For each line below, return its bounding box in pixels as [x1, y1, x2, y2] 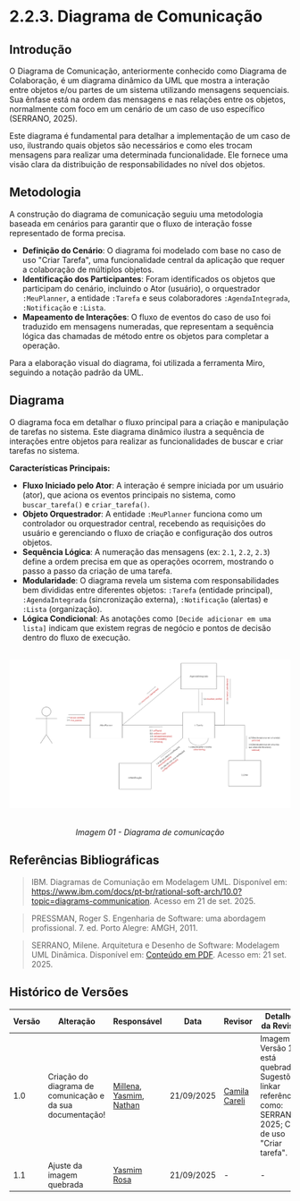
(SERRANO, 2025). [9, 114, 79, 124]
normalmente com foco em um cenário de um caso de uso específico [9, 104, 265, 114]
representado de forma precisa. [9, 227, 127, 238]
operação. [21, 340, 61, 351]
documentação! [47, 1110, 106, 1120]
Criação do [47, 1071, 89, 1082]
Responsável [112, 1016, 162, 1026]
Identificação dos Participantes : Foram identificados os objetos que [21, 273, 276, 284]
